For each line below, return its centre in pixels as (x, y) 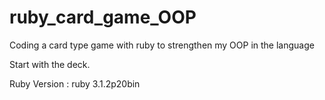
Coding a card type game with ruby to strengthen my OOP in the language (162, 45)
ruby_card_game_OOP (103, 17)
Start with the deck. (50, 64)
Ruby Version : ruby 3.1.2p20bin (75, 83)
